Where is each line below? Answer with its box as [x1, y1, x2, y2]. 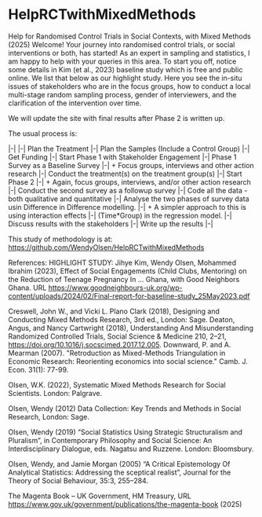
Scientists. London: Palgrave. [8, 388, 103, 398]
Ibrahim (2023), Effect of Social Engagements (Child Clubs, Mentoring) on [8, 266, 247, 276]
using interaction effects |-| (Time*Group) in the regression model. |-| [8, 211, 233, 220]
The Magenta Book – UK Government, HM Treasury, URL [8, 491, 192, 500]
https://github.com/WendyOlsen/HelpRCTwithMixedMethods [8, 242, 205, 252]
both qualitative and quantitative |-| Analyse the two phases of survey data [8, 194, 249, 203]
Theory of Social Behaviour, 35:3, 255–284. [8, 475, 149, 485]
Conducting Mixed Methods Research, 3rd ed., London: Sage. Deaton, [8, 314, 235, 324]
